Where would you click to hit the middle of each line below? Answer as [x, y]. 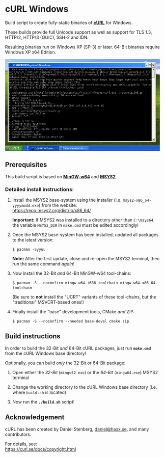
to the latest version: [33, 240]
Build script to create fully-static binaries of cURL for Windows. [69, 23]
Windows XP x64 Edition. [31, 52]
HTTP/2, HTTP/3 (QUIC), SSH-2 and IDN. [47, 37]
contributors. [18, 434]
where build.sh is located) [39, 392]
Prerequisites [26, 165]
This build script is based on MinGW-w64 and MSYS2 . [61, 176]
